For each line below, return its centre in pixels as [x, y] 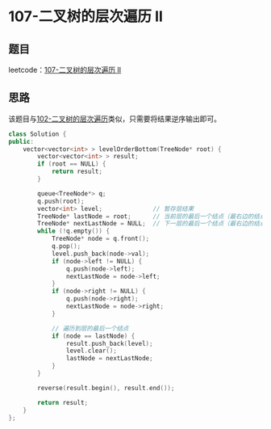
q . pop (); [66, 246]
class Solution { [38, 134]
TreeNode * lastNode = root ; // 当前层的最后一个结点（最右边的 [146, 216]
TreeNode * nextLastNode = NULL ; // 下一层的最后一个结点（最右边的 [146, 224]
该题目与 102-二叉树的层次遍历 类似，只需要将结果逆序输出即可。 [115, 119]
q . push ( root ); [61, 201]
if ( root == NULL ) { [72, 164]
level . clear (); [91, 351]
